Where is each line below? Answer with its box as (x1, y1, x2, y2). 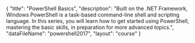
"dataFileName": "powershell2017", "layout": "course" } (6, 30, 141, 37)
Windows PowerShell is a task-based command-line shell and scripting (6, 11, 180, 18)
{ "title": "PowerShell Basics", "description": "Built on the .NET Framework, (6, 5, 188, 12)
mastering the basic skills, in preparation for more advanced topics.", (6, 24, 174, 31)
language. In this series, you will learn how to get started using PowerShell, (6, 18, 190, 24)
